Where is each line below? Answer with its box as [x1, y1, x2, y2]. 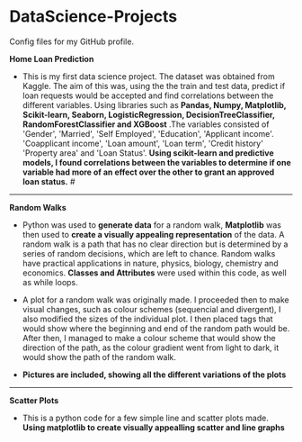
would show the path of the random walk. [22, 351, 177, 362]
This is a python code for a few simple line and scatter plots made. [22, 412, 270, 423]
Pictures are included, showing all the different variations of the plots [22, 369, 287, 380]
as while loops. [22, 276, 78, 287]
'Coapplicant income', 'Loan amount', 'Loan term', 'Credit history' [22, 138, 263, 149]
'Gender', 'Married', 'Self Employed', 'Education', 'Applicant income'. [22, 128, 274, 139]
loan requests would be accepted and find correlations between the [22, 90, 274, 101]
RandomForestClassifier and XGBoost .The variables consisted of [22, 119, 270, 130]
